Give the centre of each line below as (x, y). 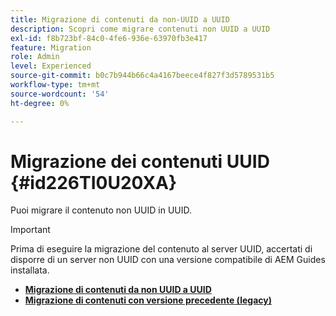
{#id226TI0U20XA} (94, 182)
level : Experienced (51, 66)
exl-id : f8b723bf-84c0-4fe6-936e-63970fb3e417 (109, 38)
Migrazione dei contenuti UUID (140, 161)
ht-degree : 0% (40, 103)
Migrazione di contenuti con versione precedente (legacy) (148, 300)
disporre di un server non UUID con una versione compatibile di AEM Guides (168, 260)
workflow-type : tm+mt (55, 85)
